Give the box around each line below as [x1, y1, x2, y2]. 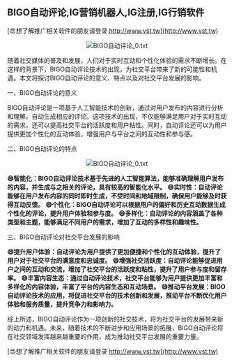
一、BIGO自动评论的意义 [7, 88, 78, 96]
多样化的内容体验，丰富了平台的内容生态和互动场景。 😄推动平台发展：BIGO [7, 282, 226, 291]
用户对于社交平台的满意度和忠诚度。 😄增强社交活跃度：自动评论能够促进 [7, 256, 217, 264]
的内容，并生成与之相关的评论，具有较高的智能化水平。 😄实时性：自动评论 [7, 182, 223, 191]
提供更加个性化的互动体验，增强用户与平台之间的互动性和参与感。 [7, 129, 196, 138]
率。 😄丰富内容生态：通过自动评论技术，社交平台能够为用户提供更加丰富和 [7, 273, 223, 282]
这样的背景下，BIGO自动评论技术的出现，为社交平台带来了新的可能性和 [7, 65, 212, 73]
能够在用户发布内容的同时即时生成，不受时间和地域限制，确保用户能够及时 [7, 191, 221, 200]
